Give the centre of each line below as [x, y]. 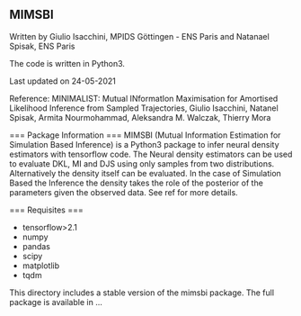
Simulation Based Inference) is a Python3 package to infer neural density [145, 144]
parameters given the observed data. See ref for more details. [124, 192]
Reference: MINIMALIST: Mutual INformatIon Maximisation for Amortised [144, 98]
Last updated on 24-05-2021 [63, 81]
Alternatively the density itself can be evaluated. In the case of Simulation [145, 173]
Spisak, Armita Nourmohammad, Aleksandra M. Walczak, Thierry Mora [140, 117]
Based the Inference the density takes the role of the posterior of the [136, 183]
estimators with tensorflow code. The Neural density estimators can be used [151, 154]
